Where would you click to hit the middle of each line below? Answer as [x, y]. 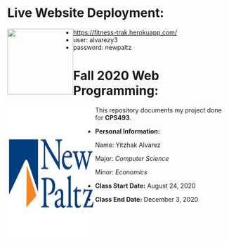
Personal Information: [127, 131]
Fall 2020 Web [116, 76]
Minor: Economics [121, 172]
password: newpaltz [103, 47]
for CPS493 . [113, 117]
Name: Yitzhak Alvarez [128, 145]
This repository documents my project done [159, 110]
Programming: [116, 91]
